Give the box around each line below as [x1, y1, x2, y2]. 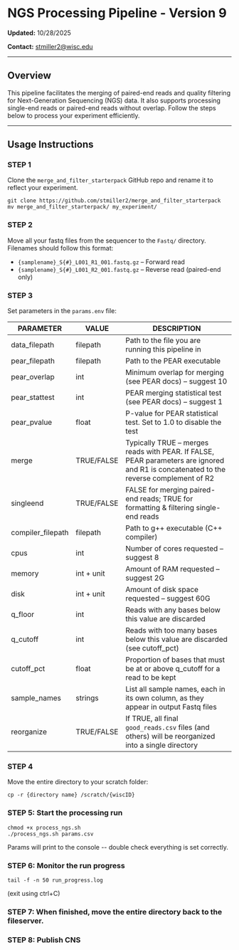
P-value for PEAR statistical [125, 408, 218, 418]
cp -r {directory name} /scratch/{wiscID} [7, 791, 135, 798]
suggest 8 [125, 553, 159, 563]
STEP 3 [7, 290, 33, 300]
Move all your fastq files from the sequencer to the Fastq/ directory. [7, 236, 206, 245]
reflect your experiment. [7, 184, 78, 192]
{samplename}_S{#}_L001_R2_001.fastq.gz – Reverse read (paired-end [17, 265, 221, 273]
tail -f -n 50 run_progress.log [7, 877, 103, 884]
